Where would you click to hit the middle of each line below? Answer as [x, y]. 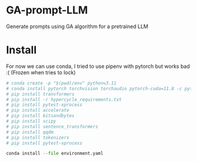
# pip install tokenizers [38, 137]
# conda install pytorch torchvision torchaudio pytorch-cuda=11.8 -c [94, 88]
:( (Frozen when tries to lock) [41, 72]
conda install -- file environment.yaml [55, 154]
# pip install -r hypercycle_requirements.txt [64, 99]
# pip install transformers [40, 94]
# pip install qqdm [30, 132]
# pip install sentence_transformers [52, 126]
